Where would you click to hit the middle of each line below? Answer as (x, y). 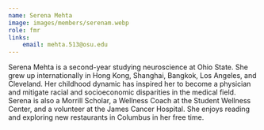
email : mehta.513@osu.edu (65, 45)
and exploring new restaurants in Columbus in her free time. (106, 117)
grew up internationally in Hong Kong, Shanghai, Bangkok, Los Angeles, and (132, 76)
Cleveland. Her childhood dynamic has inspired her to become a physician (130, 84)
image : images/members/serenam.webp (69, 23)
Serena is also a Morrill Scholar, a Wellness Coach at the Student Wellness (130, 101)
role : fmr (25, 30)
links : (19, 37)
